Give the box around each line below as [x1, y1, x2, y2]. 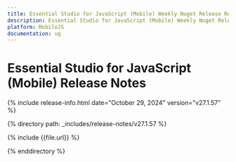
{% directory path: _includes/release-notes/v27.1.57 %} [7, 120, 167, 128]
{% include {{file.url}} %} [7, 133, 80, 142]
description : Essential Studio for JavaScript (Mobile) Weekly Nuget [7, 17, 216, 24]
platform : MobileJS [7, 23, 65, 30]
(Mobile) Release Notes [7, 75, 146, 92]
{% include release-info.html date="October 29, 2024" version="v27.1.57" [7, 99, 221, 107]
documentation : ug [7, 30, 61, 37]
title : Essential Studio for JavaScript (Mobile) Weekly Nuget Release [7, 10, 221, 18]
